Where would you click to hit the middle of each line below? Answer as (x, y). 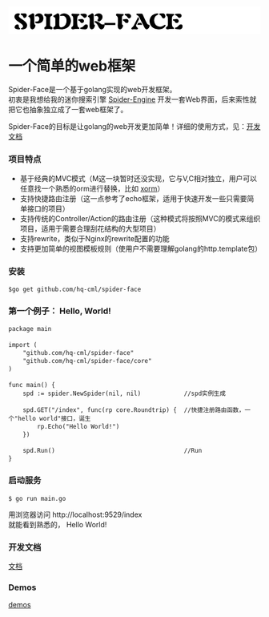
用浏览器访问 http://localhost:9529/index (75, 514)
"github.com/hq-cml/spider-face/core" (87, 361)
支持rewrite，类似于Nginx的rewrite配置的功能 (94, 238)
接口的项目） (48, 208)
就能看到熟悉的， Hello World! (58, 524)
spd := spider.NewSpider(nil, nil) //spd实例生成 (124, 394)
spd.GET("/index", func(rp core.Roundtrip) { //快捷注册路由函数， (134, 410)
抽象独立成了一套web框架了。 (78, 110)
